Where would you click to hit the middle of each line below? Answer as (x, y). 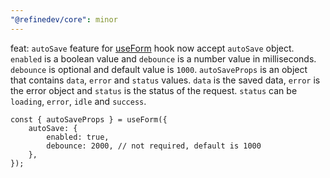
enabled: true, (78, 137)
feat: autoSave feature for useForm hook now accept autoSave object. (152, 48)
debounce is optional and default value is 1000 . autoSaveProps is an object (159, 69)
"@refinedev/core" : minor (64, 19)
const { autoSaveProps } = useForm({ (89, 119)
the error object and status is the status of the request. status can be (154, 90)
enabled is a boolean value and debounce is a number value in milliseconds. (163, 58)
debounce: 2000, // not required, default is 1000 (154, 146)
